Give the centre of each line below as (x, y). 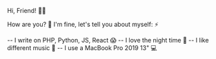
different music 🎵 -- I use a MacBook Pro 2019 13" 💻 (82, 48)
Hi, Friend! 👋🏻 (27, 11)
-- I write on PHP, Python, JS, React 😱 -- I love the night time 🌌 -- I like (108, 40)
